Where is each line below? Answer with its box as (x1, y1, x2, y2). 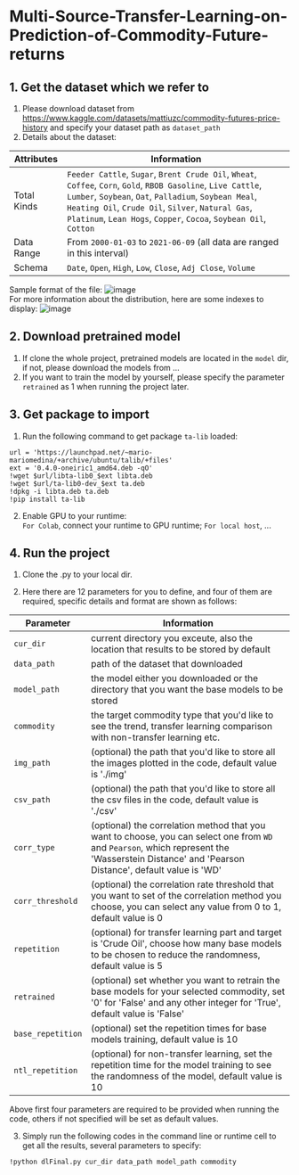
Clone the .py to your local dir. (21, 569, 133, 580)
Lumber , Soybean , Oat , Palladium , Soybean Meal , (66, 190, 258, 202)
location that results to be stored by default (90, 644, 271, 656)
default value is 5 (90, 960, 163, 973)
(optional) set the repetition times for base (90, 1023, 267, 1035)
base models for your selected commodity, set (90, 985, 286, 998)
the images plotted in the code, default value (90, 757, 278, 769)
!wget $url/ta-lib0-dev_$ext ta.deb (9, 479, 145, 488)
